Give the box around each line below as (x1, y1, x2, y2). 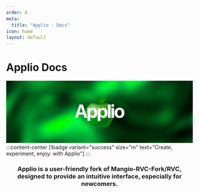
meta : (6, 15, 20, 22)
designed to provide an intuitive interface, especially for (17, 172, 182, 180)
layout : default (6, 34, 46, 41)
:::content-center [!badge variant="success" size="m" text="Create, (6, 143, 173, 151)
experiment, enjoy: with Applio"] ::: (6, 150, 91, 157)
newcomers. (81, 180, 118, 188)
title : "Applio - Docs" (11, 22, 70, 28)
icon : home (6, 28, 33, 34)
